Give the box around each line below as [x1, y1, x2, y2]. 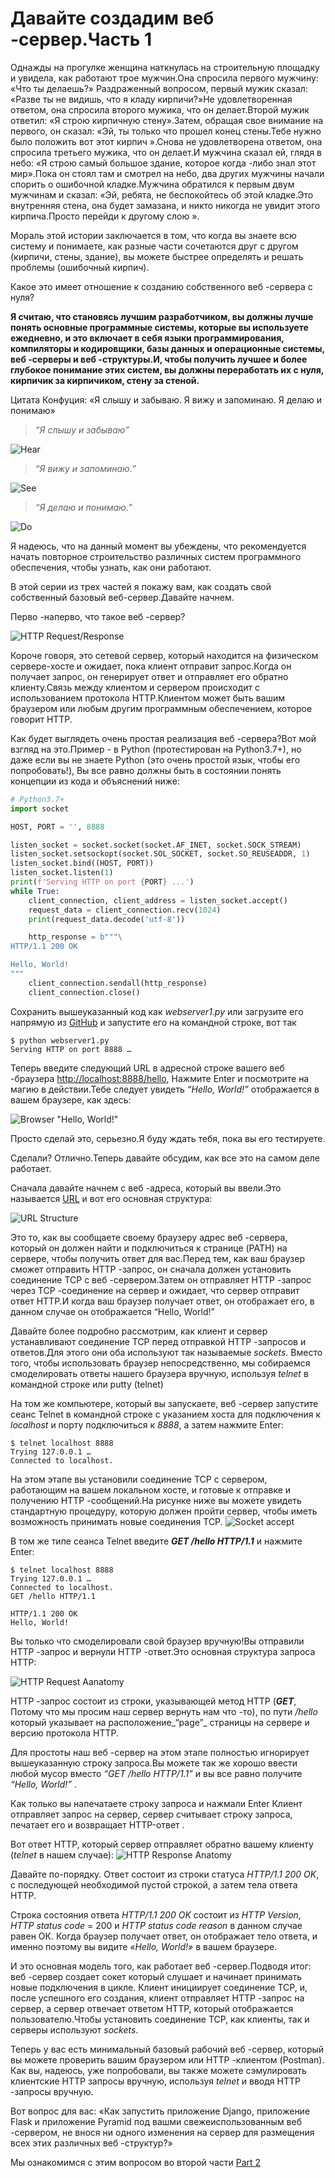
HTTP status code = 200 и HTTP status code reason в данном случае [10, 1919, 303, 1931]
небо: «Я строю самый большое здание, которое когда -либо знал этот [10, 157, 317, 169]
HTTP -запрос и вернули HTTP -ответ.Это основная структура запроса [10, 1645, 316, 1657]
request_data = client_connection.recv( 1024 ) [28, 905, 222, 915]
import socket [10, 803, 70, 814]
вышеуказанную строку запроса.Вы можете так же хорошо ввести [10, 1757, 298, 1769]
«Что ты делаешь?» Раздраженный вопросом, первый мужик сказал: [10, 82, 308, 94]
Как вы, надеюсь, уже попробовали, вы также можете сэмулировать [10, 2064, 307, 2076]
